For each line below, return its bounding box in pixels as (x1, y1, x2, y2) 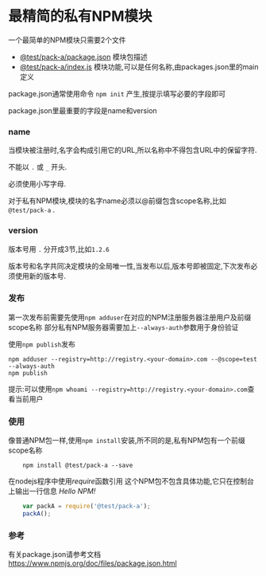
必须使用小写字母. (8, 179, 67, 189)
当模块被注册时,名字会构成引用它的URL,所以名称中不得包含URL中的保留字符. (8, 145, 257, 155)
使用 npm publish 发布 (8, 339, 75, 349)
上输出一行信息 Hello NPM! (8, 487, 96, 496)
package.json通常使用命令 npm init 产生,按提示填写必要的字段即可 (8, 88, 226, 98)
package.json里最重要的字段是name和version (8, 105, 157, 116)
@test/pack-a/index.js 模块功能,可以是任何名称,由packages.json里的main (19, 61, 259, 72)
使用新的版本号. (14, 271, 67, 280)
